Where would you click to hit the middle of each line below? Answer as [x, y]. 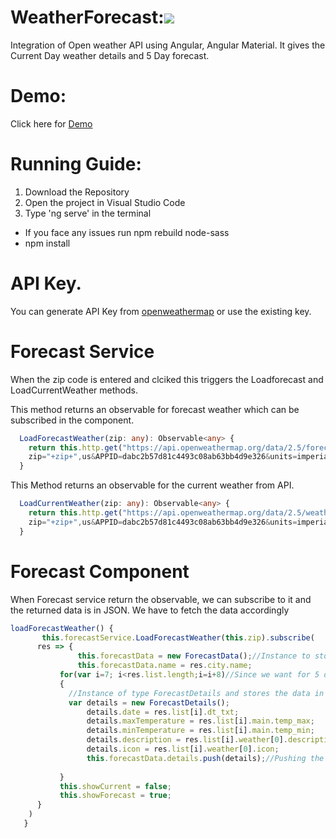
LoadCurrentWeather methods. [74, 390]
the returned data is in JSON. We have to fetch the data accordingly [150, 610]
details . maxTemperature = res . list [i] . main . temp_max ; [200, 721]
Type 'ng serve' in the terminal [88, 213]
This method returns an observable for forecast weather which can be [155, 409]
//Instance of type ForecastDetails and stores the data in [196, 693]
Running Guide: [76, 164]
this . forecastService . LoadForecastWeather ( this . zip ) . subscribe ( [178, 637]
